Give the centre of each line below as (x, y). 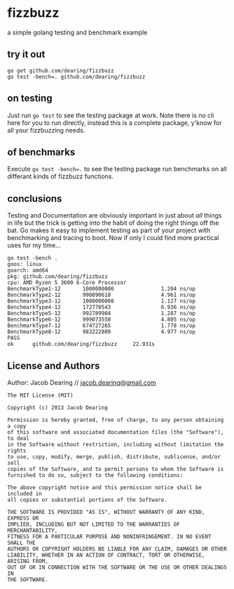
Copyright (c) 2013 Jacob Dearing (58, 408)
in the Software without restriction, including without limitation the (116, 444)
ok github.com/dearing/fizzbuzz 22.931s (81, 344)
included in (25, 494)
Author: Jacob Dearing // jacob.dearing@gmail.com (82, 383)
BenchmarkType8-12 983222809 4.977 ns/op (102, 332)
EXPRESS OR (23, 518)
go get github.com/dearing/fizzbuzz (61, 71)
